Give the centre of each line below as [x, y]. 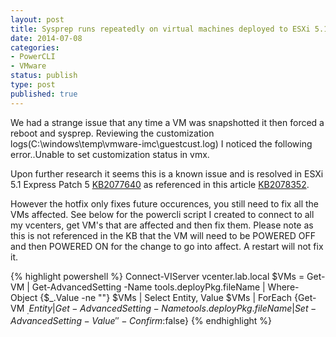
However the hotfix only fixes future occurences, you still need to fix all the [164, 203]
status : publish [44, 76]
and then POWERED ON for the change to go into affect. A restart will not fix [167, 246]
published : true [44, 94]
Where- [283, 287]
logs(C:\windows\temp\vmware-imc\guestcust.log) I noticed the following [161, 143]
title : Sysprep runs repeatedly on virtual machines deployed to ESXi [160, 29]
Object [24, 297]
